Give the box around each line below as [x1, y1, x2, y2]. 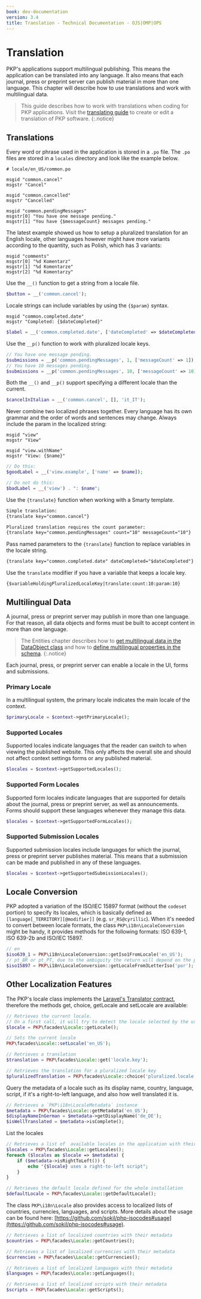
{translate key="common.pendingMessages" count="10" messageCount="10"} [6, 530, 191, 536]
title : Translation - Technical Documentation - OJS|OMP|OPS [6, 20, 162, 26]
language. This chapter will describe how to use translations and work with [6, 84, 191, 92]
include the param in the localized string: [6, 420, 106, 428]
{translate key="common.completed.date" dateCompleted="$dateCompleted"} [6, 559, 194, 565]
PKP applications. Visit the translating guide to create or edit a [20, 109, 174, 116]
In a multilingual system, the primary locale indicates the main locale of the [6, 696, 190, 703]
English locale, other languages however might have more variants [6, 236, 170, 243]
